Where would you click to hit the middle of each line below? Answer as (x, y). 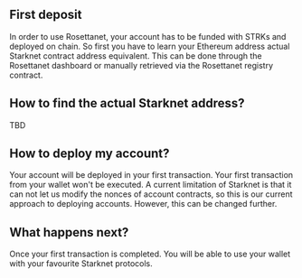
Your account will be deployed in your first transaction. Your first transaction (151, 175)
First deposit (46, 15)
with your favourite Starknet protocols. (81, 264)
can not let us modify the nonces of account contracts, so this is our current (151, 194)
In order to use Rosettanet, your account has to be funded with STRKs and (148, 36)
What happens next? (69, 232)
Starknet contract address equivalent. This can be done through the (136, 56)
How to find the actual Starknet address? (127, 103)
